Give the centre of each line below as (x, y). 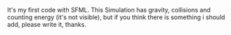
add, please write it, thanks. (47, 24)
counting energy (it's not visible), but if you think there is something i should (116, 17)
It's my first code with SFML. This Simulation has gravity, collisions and (109, 10)
